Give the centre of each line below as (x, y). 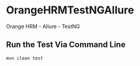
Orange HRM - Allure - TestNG (43, 26)
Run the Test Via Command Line (66, 45)
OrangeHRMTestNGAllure (70, 10)
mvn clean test (25, 58)
